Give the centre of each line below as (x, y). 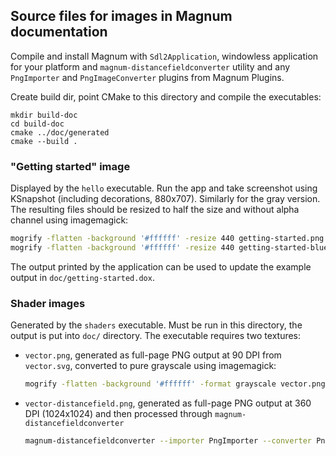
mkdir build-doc (44, 115)
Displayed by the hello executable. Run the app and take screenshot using (164, 188)
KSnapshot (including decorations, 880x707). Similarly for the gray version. (165, 199)
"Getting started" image (70, 166)
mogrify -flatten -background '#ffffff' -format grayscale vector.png (175, 384)
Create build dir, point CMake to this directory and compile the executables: (166, 96)
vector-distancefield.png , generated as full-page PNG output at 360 (168, 403)
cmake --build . (44, 141)
